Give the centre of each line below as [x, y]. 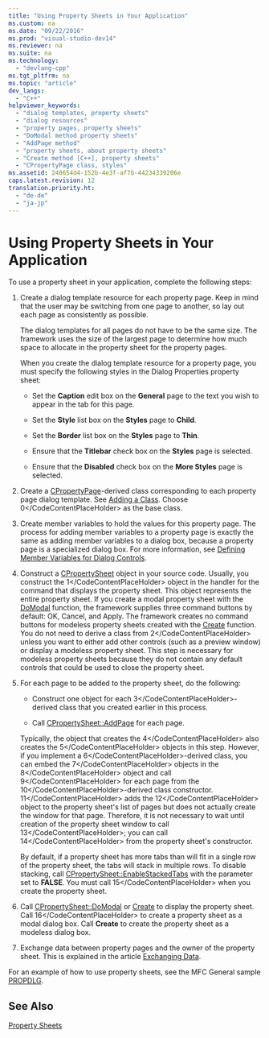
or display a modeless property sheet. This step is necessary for [126, 651]
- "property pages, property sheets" [79, 128]
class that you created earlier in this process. [134, 707]
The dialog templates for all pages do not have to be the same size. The [139, 330]
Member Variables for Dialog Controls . [83, 558]
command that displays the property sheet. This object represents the [135, 591]
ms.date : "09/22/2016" [46, 31]
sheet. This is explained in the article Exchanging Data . [110, 957]
